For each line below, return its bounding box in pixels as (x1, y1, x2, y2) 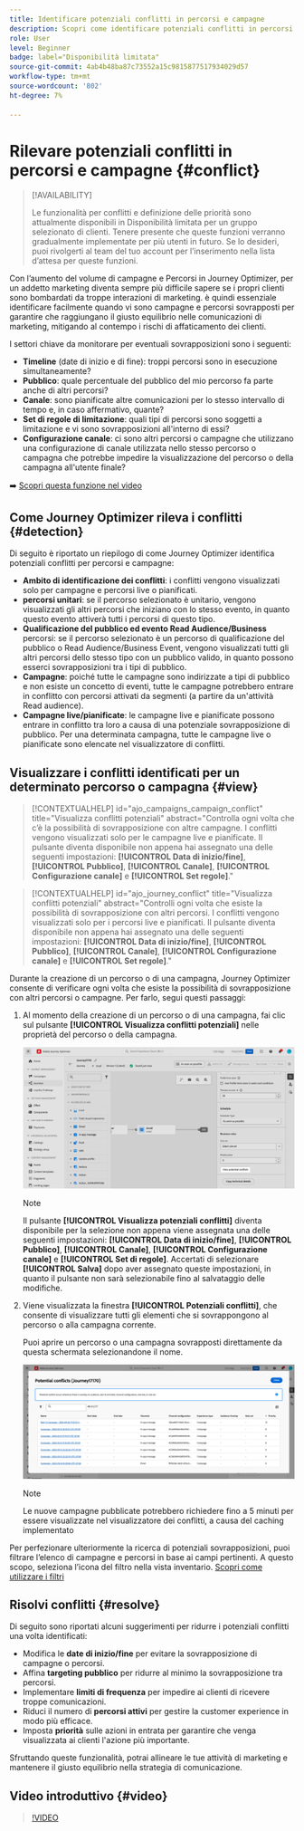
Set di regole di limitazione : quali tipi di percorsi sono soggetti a (22, 414, 262, 425)
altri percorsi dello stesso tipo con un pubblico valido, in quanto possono (22, 652, 294, 663)
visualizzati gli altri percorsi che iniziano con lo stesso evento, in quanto (22, 604, 290, 615)
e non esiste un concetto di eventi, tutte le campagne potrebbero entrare (22, 681, 294, 692)
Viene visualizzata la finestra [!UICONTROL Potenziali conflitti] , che (22, 1300, 278, 1310)
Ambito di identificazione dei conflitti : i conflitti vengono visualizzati (22, 575, 280, 586)
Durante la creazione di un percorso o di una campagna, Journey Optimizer (9, 973, 291, 984)
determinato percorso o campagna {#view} (9, 779, 259, 794)
